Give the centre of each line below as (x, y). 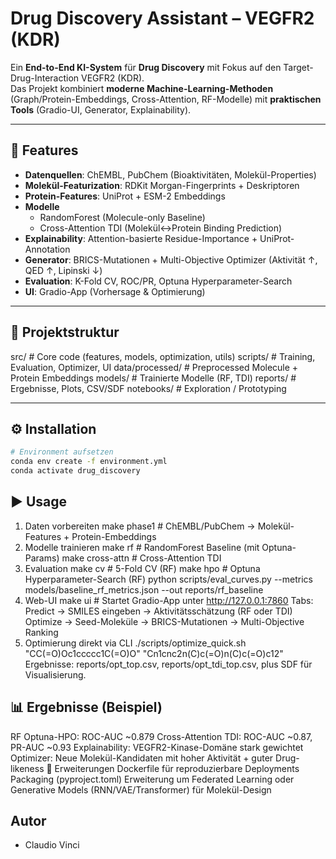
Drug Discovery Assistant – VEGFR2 (162, 18)
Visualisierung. (55, 674)
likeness (27, 768)
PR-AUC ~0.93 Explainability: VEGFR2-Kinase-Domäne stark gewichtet (157, 747)
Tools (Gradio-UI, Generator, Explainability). (101, 109)
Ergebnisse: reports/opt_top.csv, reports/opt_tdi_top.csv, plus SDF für (168, 664)
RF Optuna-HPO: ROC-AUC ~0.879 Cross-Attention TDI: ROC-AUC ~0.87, (161, 736)
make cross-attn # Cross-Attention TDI (141, 558)
